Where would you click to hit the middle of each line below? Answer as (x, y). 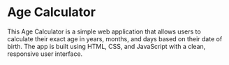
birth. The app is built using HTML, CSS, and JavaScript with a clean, (106, 46)
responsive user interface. (45, 54)
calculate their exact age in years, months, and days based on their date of (115, 38)
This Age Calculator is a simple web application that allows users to (104, 31)
